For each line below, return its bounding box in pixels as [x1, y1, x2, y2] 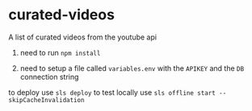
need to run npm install [19, 47, 101, 57]
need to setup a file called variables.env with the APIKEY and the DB [19, 63, 245, 73]
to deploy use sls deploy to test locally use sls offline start [8, 87, 216, 97]
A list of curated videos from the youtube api [8, 32, 157, 42]
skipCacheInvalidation [8, 96, 85, 104]
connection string [19, 72, 79, 81]
